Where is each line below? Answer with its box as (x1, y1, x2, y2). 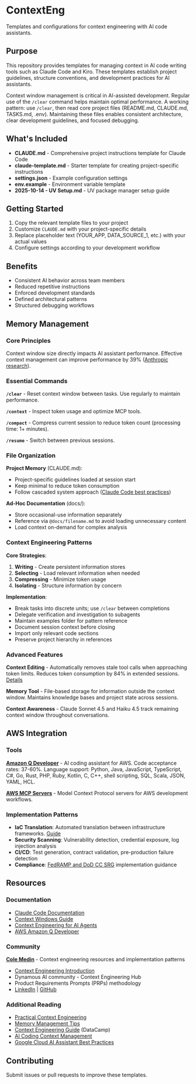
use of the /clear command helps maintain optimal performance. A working (6, 98, 189, 105)
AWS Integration (6, 728, 67, 738)
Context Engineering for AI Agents (14, 921, 98, 928)
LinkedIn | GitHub (14, 986, 57, 993)
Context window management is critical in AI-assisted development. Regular (6, 92, 190, 99)
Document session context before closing (14, 623, 115, 630)
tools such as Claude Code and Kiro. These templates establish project (6, 68, 177, 75)
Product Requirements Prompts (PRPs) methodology (14, 980, 142, 987)
